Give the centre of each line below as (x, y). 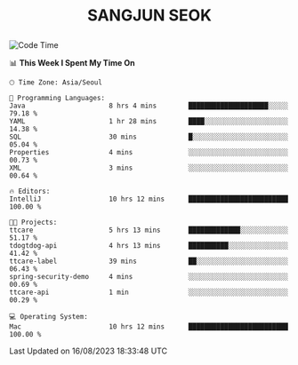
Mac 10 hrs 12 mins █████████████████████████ (149, 327)
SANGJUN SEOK (149, 16)
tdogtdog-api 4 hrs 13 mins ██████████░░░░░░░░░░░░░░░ (149, 246)
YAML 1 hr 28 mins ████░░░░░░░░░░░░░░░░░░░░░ (149, 122)
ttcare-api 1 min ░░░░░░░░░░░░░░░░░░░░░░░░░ (149, 293)
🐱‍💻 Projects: (33, 223)
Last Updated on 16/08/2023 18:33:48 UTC (88, 351)
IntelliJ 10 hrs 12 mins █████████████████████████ (149, 199)
